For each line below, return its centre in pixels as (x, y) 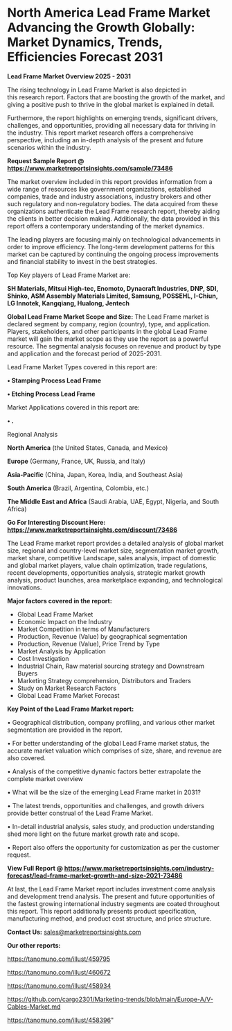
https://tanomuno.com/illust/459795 (59, 959)
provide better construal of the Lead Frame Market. (80, 813)
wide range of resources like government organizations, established (104, 189)
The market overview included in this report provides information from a (110, 181)
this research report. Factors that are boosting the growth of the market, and (116, 97)
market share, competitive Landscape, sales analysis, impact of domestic (112, 558)
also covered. (27, 757)
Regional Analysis (33, 434)
